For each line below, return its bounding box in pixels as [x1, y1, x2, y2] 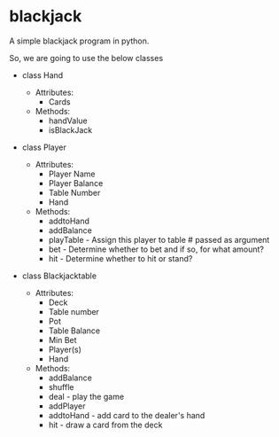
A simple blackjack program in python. [9, 35, 150, 46]
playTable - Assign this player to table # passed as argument [48, 234, 270, 245]
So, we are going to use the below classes [9, 52, 164, 63]
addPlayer [48, 401, 86, 411]
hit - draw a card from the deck [48, 419, 163, 430]
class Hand [21, 69, 64, 81]
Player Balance [48, 177, 104, 188]
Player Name [48, 168, 96, 179]
